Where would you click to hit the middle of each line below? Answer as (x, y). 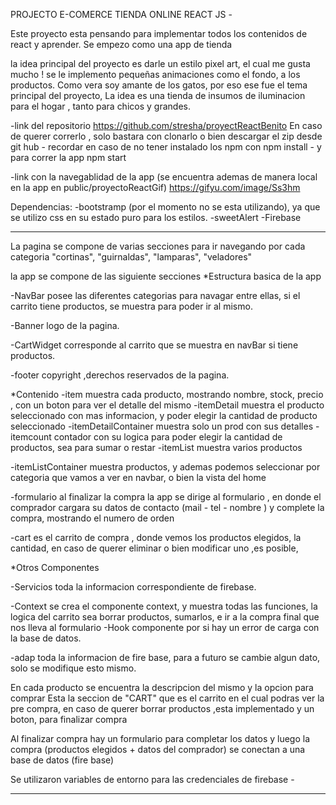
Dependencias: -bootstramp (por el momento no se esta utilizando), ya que (165, 207)
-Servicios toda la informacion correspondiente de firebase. (133, 587)
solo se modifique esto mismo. (73, 668)
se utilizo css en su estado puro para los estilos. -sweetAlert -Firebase (156, 217)
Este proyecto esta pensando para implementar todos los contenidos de (159, 33)
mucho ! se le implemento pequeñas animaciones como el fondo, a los (155, 74)
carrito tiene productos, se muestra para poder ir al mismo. (131, 306)
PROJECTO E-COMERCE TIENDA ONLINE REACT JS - (121, 14)
